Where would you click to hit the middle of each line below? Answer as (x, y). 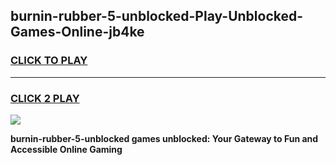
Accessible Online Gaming (66, 149)
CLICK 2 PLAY (45, 98)
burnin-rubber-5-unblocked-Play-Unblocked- (157, 16)
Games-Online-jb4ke (77, 32)
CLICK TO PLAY (49, 61)
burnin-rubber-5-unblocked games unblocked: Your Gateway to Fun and (164, 138)
